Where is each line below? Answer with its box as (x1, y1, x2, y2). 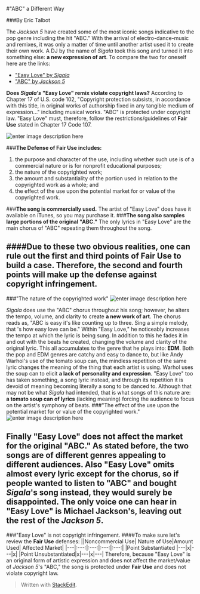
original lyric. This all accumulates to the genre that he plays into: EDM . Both (6, 344, 194, 352)
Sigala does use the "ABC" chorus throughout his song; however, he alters (6, 306, 190, 313)
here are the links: (6, 60, 51, 67)
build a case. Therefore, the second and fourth (6, 260, 183, 270)
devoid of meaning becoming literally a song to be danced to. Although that (6, 382, 192, 390)
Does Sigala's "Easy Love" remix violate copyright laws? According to (6, 90, 183, 96)
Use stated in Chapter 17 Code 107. (6, 121, 93, 128)
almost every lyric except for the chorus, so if (6, 469, 179, 479)
